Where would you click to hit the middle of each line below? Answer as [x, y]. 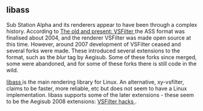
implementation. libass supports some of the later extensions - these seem [100, 95]
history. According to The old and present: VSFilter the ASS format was [95, 31]
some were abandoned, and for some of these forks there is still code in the [101, 63]
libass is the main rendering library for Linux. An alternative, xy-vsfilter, [95, 82]
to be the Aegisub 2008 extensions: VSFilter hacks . [72, 101]
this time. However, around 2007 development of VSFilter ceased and [94, 44]
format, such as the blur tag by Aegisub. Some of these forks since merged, [101, 57]
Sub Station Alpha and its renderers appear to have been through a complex [102, 24]
